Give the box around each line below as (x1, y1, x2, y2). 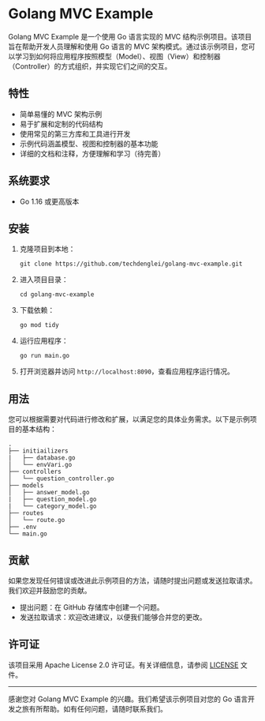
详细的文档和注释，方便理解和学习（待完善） (19, 148, 166, 158)
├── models (8, 482, 44, 490)
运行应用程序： (19, 336, 69, 346)
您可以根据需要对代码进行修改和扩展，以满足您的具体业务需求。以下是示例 (8, 415, 250, 424)
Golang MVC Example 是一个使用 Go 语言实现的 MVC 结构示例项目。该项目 (8, 32, 252, 41)
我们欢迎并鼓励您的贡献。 (8, 586, 91, 595)
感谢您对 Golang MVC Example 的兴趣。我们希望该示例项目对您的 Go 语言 (8, 694, 248, 704)
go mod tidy (19, 321, 59, 329)
